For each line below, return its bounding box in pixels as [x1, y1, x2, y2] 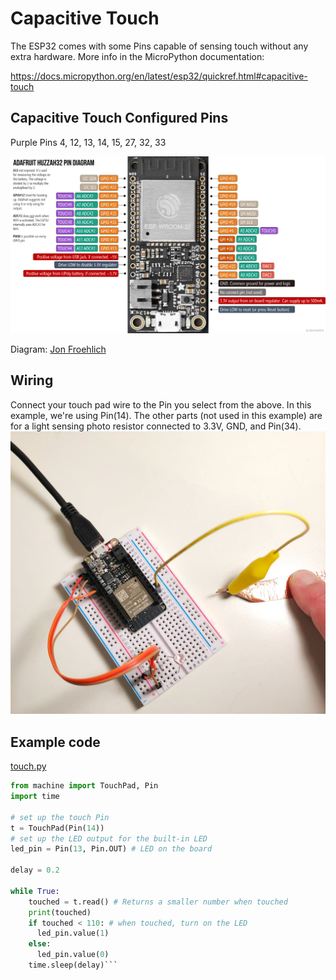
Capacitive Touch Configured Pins [10, 110, 229, 127]
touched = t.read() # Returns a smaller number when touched [28, 897, 288, 907]
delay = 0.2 [10, 865, 60, 876]
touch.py [10, 760, 47, 772]
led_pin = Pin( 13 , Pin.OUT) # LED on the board [10, 844, 213, 854]
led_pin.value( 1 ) [36, 928, 110, 939]
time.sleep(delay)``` [28, 960, 118, 971]
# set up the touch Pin [10, 812, 110, 822]
